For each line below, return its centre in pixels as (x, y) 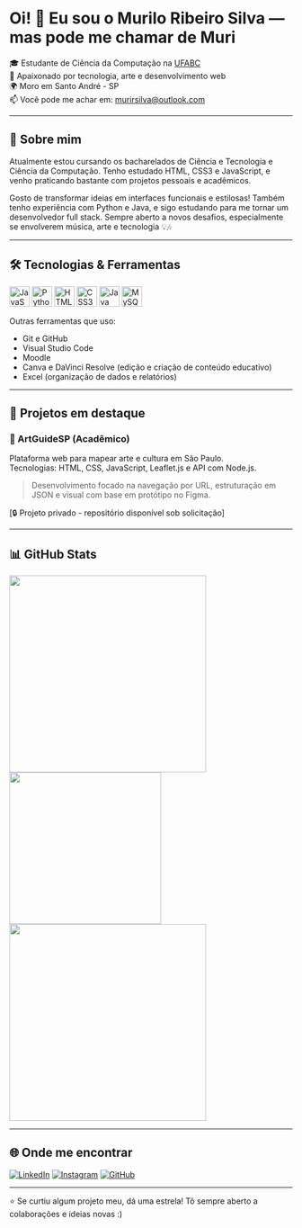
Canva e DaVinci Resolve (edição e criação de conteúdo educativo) (147, 367)
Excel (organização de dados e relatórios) (99, 376)
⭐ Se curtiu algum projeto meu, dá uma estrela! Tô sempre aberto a (133, 1201)
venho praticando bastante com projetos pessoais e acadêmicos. (130, 180)
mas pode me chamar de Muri (123, 37)
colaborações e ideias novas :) (66, 1214)
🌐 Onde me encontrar (71, 1153)
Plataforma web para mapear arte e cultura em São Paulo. (117, 459)
